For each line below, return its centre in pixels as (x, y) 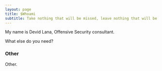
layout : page (18, 9)
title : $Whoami (20, 14)
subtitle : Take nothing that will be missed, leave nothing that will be (81, 18)
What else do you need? (29, 41)
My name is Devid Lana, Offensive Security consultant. (60, 32)
